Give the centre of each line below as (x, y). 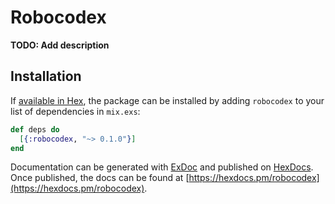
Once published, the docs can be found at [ (100, 178)
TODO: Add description (60, 45)
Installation (46, 76)
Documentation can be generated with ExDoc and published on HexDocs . (162, 167)
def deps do (35, 129)
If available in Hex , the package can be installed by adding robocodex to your (167, 100)
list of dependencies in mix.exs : (75, 111)
